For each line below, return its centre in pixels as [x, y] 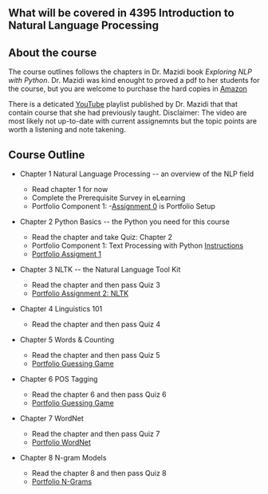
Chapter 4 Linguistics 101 [61, 309]
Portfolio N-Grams [62, 482]
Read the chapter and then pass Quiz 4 [96, 324]
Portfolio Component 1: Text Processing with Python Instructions [138, 245]
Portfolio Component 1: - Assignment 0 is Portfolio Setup [123, 206]
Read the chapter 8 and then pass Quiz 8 [99, 473]
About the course [53, 52]
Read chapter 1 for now [70, 190]
